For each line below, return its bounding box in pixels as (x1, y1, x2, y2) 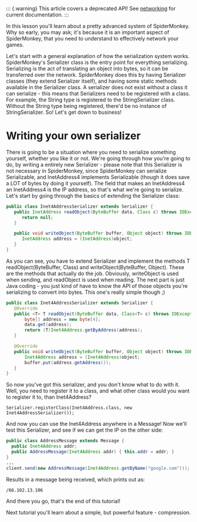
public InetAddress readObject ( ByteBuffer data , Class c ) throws (13, 209, 177, 215)
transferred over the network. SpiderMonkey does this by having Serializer (6, 72, 186, 78)
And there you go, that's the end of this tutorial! (6, 497, 121, 504)
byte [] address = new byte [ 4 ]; (24, 316, 101, 322)
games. (6, 41, 25, 48)
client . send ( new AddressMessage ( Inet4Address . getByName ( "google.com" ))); (6, 465, 191, 471)
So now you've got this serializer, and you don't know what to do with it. (6, 381, 180, 388)
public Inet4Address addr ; (11, 443, 77, 449)
